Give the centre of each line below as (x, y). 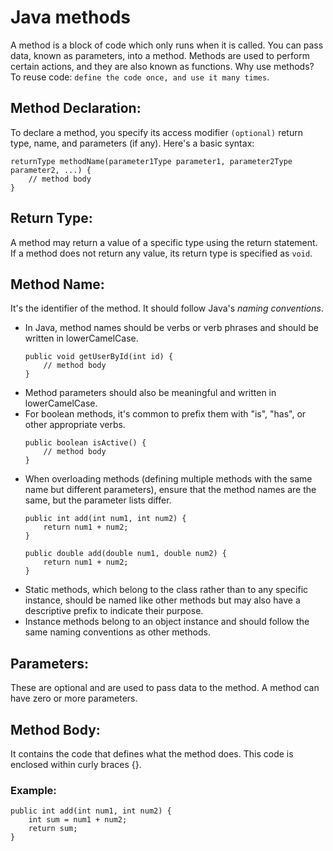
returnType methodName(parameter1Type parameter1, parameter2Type (151, 161)
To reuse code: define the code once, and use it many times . (140, 77)
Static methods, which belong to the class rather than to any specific (166, 590)
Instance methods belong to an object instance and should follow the (167, 622)
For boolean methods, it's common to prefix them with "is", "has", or (165, 414)
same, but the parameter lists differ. (98, 500)
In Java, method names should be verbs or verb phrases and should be (172, 328)
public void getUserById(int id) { (99, 357)
